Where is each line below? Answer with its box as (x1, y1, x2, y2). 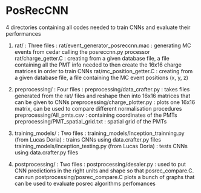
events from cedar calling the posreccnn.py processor (14, 48, 150, 55)
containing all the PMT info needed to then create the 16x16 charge (14, 61, 182, 68)
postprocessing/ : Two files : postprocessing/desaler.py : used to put (14, 160, 186, 168)
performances (5, 30, 41, 37)
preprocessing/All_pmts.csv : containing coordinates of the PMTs (14, 111, 177, 119)
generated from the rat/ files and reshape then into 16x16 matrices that (14, 92, 191, 99)
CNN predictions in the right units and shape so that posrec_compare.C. (14, 167, 194, 174)
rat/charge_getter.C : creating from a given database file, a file (14, 54, 170, 62)
